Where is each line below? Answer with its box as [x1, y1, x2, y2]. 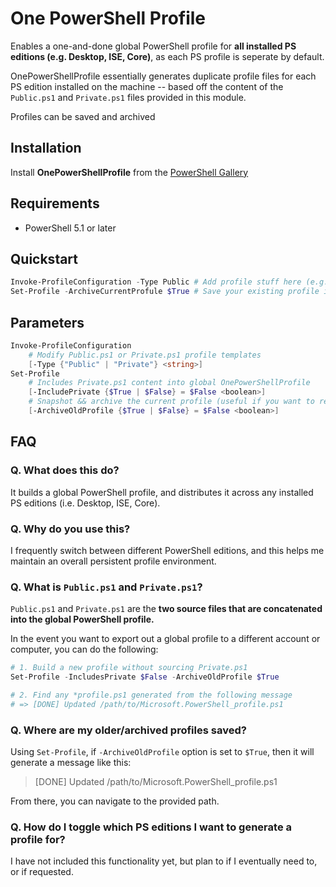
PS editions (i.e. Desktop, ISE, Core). [10, 497, 161, 509]
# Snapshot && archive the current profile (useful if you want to [28, 397, 315, 407]
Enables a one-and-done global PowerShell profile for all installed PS [10, 40, 297, 52]
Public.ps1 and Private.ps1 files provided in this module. [10, 91, 247, 103]
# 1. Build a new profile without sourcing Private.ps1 [10, 663, 248, 673]
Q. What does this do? [10, 463, 120, 477]
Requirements [10, 195, 100, 212]
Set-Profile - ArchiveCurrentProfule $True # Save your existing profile [10, 287, 320, 297]
